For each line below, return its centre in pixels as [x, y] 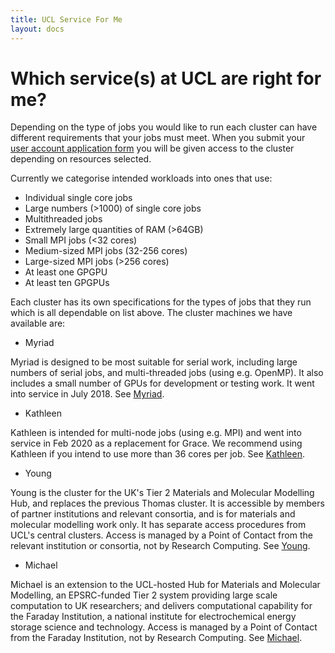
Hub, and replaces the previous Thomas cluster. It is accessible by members [167, 503]
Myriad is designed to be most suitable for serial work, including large [154, 362]
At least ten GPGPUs [67, 283]
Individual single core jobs [78, 198]
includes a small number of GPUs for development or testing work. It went [162, 383]
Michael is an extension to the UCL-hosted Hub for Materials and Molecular [165, 585]
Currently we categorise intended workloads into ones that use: [141, 178]
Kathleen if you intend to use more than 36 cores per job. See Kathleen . [157, 454]
